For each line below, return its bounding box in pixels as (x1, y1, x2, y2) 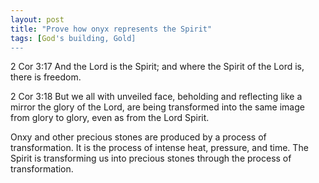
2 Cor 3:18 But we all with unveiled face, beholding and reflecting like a (10, 91, 303, 103)
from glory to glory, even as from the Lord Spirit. (10, 112, 210, 124)
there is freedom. (10, 71, 82, 83)
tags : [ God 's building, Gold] (10, 33, 137, 43)
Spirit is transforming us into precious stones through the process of (10, 152, 292, 165)
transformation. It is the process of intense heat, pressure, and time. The (10, 142, 309, 154)
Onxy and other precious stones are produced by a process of (10, 131, 267, 143)
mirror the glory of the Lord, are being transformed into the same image (10, 101, 305, 113)
